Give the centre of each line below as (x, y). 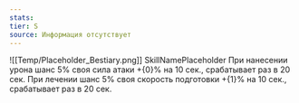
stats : (22, 18)
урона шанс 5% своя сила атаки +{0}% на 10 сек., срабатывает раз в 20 (150, 70)
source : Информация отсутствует (70, 34)
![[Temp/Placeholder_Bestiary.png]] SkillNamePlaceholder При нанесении (149, 61)
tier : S (24, 26)
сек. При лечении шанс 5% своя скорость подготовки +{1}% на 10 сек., (148, 80)
